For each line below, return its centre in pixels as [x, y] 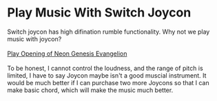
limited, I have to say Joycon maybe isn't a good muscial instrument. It [107, 75]
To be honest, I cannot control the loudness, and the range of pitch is [105, 68]
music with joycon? [34, 38]
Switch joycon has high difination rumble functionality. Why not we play [108, 32]
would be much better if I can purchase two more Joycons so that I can [108, 82]
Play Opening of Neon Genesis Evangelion [67, 54]
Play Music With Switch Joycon [99, 13]
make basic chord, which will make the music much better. [90, 90]
